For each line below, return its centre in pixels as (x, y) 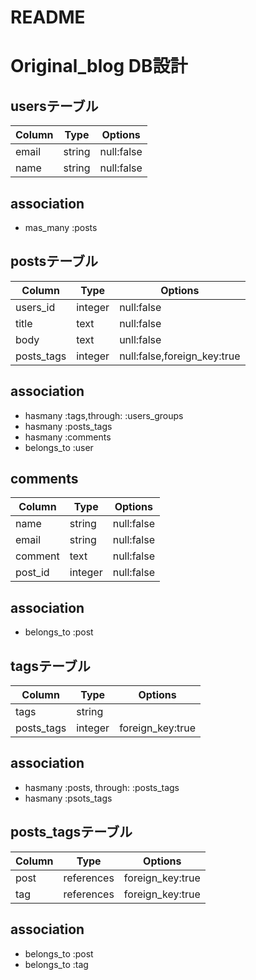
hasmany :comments (68, 437)
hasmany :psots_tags (68, 798)
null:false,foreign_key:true (180, 356)
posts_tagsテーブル (71, 832)
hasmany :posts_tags (68, 426)
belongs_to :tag (56, 964)
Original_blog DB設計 (99, 66)
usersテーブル (54, 106)
